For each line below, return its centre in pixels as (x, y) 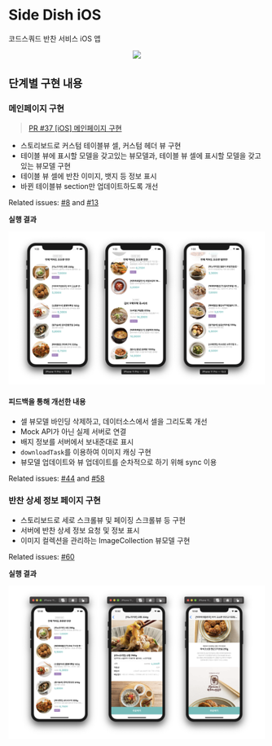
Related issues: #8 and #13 (54, 202)
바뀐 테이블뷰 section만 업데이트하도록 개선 (89, 186)
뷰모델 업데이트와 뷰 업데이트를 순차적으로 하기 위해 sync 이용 (118, 462)
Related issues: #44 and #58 (57, 478)
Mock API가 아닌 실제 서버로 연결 (73, 431)
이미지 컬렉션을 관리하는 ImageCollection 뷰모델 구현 (105, 540)
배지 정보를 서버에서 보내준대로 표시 (77, 441)
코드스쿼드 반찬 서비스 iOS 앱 (55, 38)
